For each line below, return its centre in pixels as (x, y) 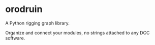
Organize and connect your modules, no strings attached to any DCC (77, 32)
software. (15, 38)
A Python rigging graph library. (37, 23)
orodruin (24, 9)
